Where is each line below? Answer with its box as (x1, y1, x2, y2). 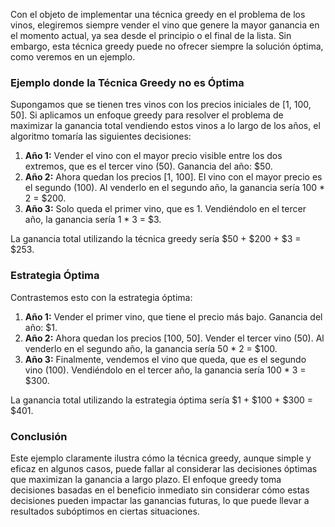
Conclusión (10, 429, 68, 443)
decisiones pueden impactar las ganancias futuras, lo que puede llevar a (10, 494, 310, 506)
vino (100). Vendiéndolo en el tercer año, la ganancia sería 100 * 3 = (24, 364, 307, 376)
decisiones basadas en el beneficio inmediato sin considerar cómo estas (10, 484, 310, 496)
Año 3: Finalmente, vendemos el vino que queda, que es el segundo (24, 353, 307, 365)
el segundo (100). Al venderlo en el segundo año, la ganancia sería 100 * (24, 182, 326, 194)
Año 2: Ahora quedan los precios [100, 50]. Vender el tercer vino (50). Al (24, 332, 325, 344)
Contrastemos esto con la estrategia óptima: (10, 291, 193, 303)
